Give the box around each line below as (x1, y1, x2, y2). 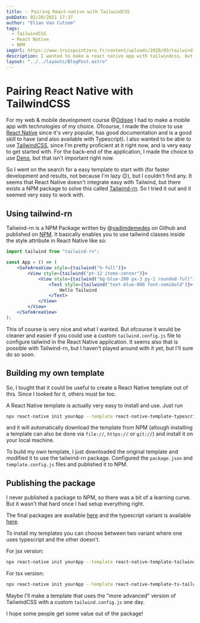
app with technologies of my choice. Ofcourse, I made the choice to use (6, 123, 183, 130)
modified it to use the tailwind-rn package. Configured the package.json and (6, 454, 193, 462)
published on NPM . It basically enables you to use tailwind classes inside (6, 230, 185, 238)
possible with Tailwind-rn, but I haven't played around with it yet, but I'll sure (6, 344, 193, 351)
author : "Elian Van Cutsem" (6, 20, 76, 26)
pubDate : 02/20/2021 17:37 (6, 14, 73, 20)
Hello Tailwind (59, 287, 97, 293)
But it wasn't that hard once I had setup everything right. (6, 500, 145, 507)
